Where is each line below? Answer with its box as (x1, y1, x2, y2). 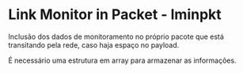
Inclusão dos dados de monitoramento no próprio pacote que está (8, 32, 224, 41)
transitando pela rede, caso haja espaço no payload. (8, 40, 180, 49)
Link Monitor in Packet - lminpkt (8, 6, 222, 24)
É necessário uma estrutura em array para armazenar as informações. (8, 56, 237, 65)
